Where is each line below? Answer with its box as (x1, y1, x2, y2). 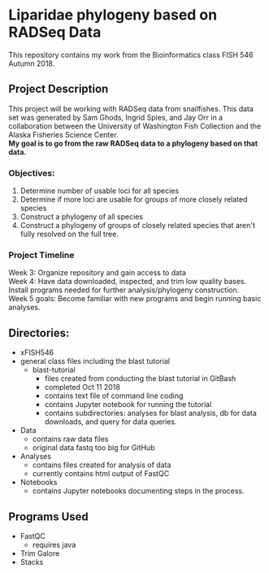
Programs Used (8, 510, 89, 523)
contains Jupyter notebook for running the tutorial (44, 400, 212, 409)
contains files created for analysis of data (32, 460, 171, 470)
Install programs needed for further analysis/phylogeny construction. (8, 285, 240, 295)
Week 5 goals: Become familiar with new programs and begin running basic (8, 294, 262, 304)
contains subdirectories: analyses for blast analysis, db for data (44, 409, 258, 418)
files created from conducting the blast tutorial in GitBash (44, 374, 236, 383)
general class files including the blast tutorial (20, 356, 171, 366)
